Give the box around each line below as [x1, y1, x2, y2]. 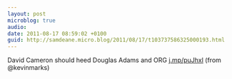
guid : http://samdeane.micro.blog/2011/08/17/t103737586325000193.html [7, 37, 225, 44]
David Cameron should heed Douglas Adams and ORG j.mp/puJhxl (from [7, 56, 221, 64]
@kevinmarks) [7, 63, 50, 72]
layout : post [7, 10, 46, 18]
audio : [7, 23, 27, 30]
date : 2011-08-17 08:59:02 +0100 [7, 30, 107, 37]
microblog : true [7, 17, 56, 24]
